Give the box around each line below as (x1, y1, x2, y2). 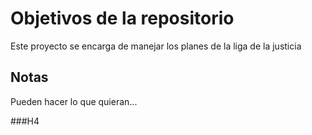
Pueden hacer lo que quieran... (10, 95, 138, 107)
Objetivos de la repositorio (10, 7, 235, 30)
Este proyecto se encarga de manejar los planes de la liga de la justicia (10, 40, 302, 52)
